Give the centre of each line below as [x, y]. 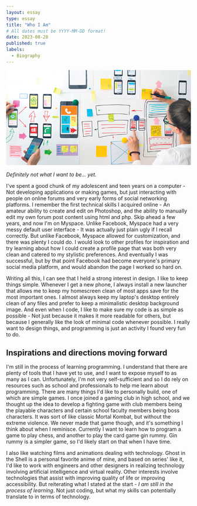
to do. [13, 334]
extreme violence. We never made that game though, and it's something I [95, 423]
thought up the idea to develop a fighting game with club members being [94, 404]
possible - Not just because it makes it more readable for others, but [89, 316]
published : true [26, 43]
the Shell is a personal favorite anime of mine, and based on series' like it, [95, 459]
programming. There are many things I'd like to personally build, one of [92, 392]
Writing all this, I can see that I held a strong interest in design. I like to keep [97, 278]
